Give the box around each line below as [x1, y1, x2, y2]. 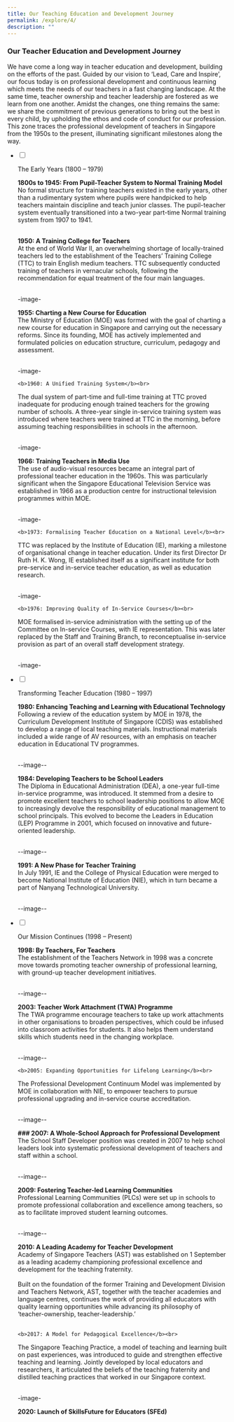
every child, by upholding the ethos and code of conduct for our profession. [7, 114, 226, 123]
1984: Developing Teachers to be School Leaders [17, 774, 164, 782]
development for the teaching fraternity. [17, 1265, 133, 1273]
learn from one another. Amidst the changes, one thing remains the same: [7, 99, 220, 108]
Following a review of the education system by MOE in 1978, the [17, 710, 202, 718]
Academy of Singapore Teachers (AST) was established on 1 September [17, 1250, 226, 1258]
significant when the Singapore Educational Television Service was [17, 479, 212, 488]
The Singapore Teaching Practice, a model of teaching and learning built [17, 1343, 227, 1351]
